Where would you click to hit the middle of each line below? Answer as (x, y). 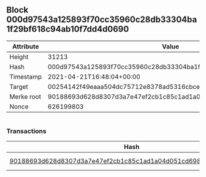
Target (19, 86)
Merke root (25, 96)
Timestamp (26, 77)
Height (19, 56)
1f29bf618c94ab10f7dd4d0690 (68, 29)
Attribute (25, 47)
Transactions (27, 131)
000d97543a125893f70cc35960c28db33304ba (102, 20)
